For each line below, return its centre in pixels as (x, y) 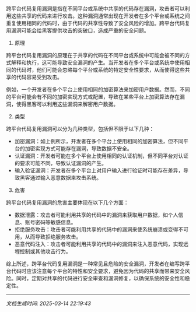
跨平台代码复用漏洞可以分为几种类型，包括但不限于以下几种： (80, 129)
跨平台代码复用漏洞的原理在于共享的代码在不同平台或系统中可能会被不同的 (95, 55)
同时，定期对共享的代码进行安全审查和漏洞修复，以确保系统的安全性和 (100, 278)
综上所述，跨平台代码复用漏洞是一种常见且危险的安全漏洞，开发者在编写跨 (95, 264)
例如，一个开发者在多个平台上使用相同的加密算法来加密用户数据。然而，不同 (98, 90)
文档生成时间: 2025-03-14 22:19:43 (49, 303)
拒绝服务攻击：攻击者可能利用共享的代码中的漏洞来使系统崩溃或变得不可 (101, 229)
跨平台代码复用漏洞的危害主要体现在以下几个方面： (67, 202)
